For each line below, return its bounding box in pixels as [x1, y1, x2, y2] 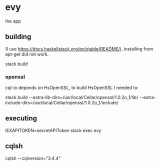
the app [5, 18, 21, 24]
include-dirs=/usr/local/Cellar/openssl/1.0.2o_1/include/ [5, 99, 119, 106]
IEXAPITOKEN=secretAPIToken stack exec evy [5, 127, 101, 133]
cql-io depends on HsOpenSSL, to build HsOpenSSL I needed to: [5, 84, 139, 91]
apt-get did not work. [5, 51, 49, 57]
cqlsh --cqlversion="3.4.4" [5, 155, 61, 161]
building [5, 32, 31, 41]
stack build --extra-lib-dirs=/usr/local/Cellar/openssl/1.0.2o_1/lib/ [5, 94, 138, 100]
